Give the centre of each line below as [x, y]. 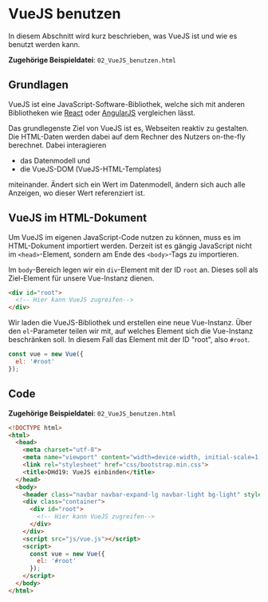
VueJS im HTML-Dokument [78, 218]
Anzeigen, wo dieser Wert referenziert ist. [77, 193]
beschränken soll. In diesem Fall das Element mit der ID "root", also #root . [129, 340]
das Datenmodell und [55, 160]
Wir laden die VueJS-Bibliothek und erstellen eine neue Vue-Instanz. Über [130, 323]
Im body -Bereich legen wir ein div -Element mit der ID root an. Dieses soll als [133, 270]
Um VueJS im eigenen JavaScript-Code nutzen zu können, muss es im [124, 237]
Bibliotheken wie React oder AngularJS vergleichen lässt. [102, 112]
